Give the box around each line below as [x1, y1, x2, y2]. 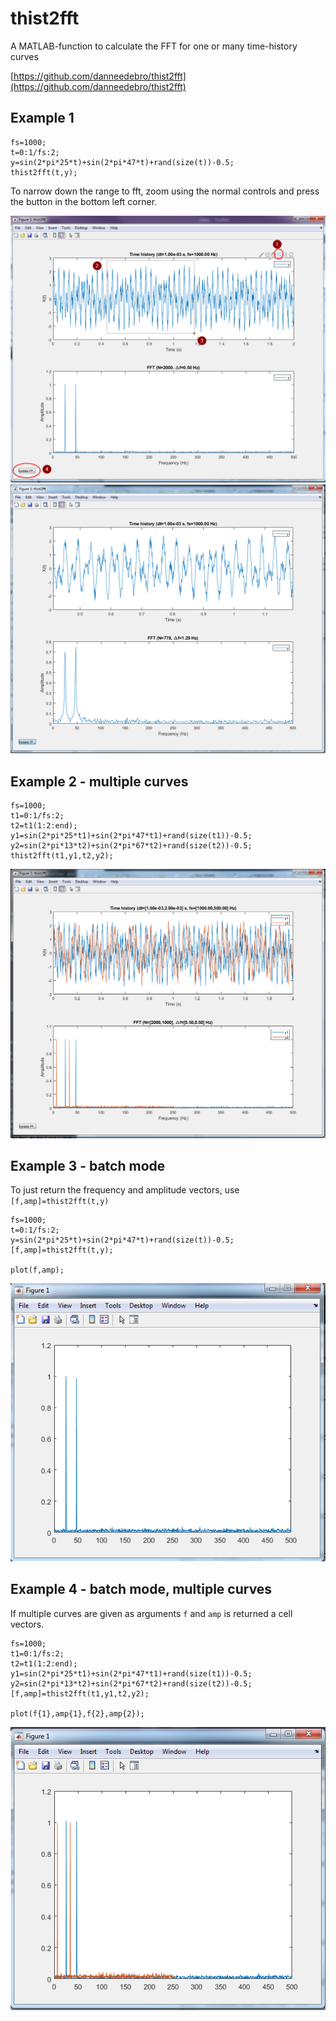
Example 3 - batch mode [10, 1158, 166, 1174]
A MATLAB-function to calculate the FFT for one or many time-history [10, 40, 298, 52]
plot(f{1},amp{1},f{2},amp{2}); [10, 1708, 145, 1719]
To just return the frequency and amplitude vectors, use [10, 1184, 240, 1196]
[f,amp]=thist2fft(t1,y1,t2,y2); [10, 1688, 150, 1699]
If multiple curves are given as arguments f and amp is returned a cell [10, 1607, 293, 1619]
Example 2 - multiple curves [10, 773, 189, 790]
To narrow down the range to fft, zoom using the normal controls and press [10, 185, 320, 197]
